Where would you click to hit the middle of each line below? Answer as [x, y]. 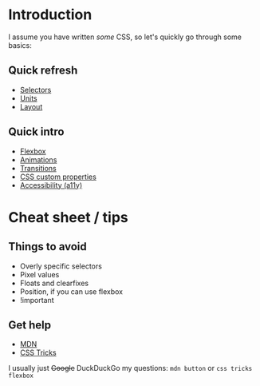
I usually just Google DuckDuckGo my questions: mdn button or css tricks [130, 368]
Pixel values [39, 274]
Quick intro [36, 132]
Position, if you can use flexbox [71, 291]
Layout [31, 106]
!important [37, 300]
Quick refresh [43, 71]
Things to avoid [48, 247]
